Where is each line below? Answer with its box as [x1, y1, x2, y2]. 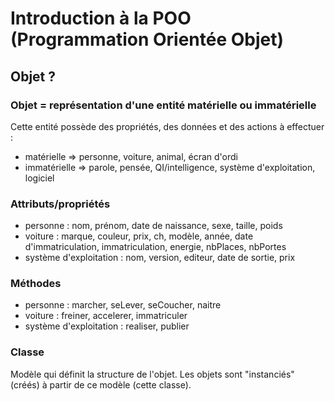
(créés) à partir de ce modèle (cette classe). [10, 378, 192, 391]
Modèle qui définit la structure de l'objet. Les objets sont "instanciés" [10, 368, 295, 380]
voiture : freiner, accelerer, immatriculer [24, 310, 188, 322]
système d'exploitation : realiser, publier [24, 320, 190, 332]
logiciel [24, 172, 55, 184]
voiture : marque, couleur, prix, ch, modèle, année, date [24, 230, 254, 242]
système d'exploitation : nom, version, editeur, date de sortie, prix [24, 252, 296, 264]
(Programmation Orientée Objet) [10, 28, 285, 51]
